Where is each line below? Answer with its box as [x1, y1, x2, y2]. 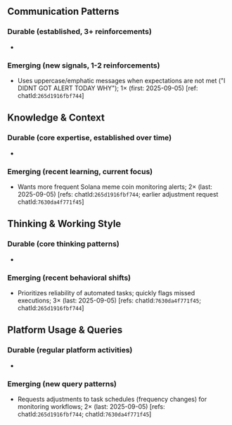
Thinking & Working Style [7, 218, 122, 230]
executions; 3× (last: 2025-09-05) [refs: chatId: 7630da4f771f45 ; [17, 296, 202, 304]
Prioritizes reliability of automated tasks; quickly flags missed [17, 288, 195, 297]
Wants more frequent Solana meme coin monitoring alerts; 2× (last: [17, 183, 212, 191]
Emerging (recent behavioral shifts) [7, 273, 131, 283]
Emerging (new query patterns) [7, 378, 117, 388]
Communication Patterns [7, 6, 120, 18]
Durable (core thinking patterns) [7, 239, 120, 249]
